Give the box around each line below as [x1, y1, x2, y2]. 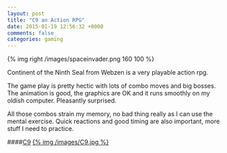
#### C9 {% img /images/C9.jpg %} [7, 138, 109, 146]
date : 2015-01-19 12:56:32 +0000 [7, 23, 104, 30]
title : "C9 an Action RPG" [7, 17, 85, 24]
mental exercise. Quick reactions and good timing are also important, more [7, 117, 220, 125]
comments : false [7, 29, 54, 37]
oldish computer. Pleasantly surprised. [7, 96, 117, 105]
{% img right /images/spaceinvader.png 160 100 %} [7, 55, 154, 63]
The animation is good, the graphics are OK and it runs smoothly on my [7, 89, 210, 98]
